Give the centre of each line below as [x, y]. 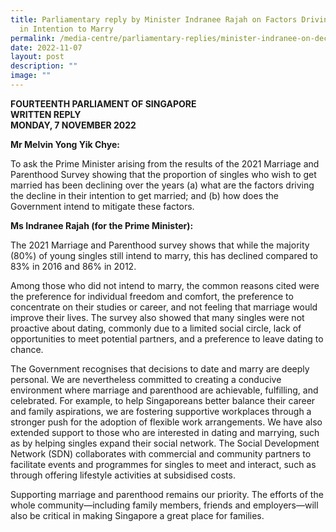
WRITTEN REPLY [46, 114]
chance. [27, 349]
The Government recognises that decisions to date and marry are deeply [160, 368]
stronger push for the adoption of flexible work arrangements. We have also [166, 422]
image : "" [31, 76]
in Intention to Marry [66, 29]
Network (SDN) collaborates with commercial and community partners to [161, 453]
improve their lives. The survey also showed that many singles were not [157, 317]
